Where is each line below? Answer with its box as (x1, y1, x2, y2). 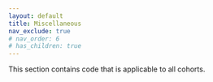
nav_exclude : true (8, 27, 71, 35)
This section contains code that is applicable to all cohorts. (8, 64, 206, 74)
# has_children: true (8, 42, 82, 50)
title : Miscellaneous (8, 19, 82, 28)
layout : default (8, 11, 63, 20)
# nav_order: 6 (8, 34, 60, 43)
